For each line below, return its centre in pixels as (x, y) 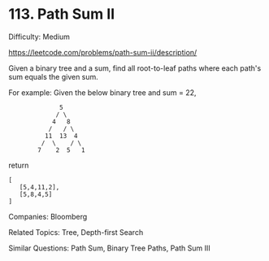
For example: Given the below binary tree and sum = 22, (102, 92)
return (19, 165)
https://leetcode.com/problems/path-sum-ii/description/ (103, 52)
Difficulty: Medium (39, 37)
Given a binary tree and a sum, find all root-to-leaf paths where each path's (135, 68)
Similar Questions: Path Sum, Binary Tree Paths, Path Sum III (109, 248)
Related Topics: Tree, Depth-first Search (76, 232)
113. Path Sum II (62, 14)
